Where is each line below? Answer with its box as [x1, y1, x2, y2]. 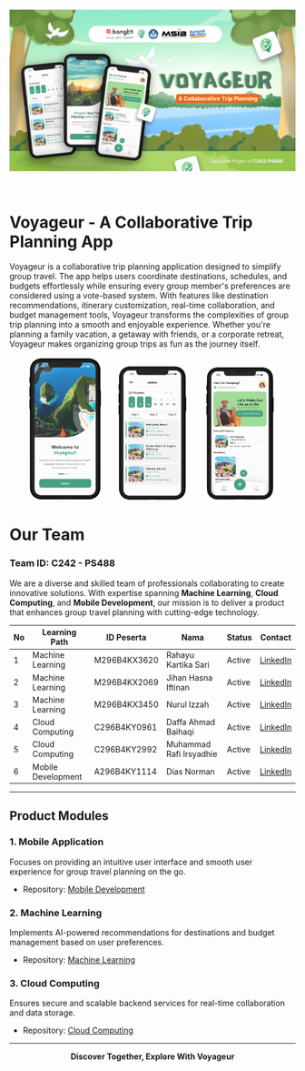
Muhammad [166, 739, 212, 750]
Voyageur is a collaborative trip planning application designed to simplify [9, 261, 281, 272]
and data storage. [9, 1007, 75, 1018]
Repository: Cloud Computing [22, 1025, 134, 1036]
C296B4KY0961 [93, 722, 158, 733]
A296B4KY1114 [93, 766, 157, 777]
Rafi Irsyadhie [166, 749, 218, 760]
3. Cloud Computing [9, 976, 100, 989]
